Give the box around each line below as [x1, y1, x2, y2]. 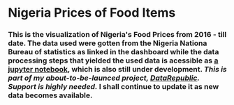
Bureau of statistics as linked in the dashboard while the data [8, 47, 219, 57]
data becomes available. [8, 90, 93, 100]
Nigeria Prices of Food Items [8, 5, 176, 21]
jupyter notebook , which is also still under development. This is [8, 65, 228, 74]
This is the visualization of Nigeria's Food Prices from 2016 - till [8, 30, 227, 40]
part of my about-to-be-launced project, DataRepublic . [8, 73, 200, 83]
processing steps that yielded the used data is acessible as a [8, 56, 219, 65]
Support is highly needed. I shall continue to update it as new [8, 82, 219, 92]
